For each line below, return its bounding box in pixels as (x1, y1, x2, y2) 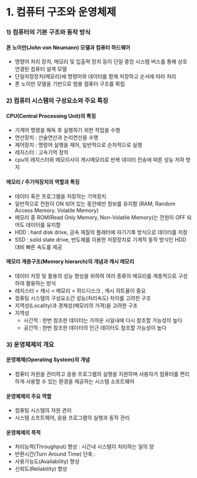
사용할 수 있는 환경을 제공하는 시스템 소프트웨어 (25, 377, 134, 385)
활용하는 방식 (25, 280, 56, 287)
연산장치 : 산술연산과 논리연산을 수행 (14, 134, 98, 141)
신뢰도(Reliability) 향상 (14, 466, 68, 473)
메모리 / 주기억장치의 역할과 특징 (6, 178, 80, 185)
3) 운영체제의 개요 (6, 340, 54, 348)
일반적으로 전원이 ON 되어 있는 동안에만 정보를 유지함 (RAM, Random (14, 200, 176, 207)
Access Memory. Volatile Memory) (14, 207, 99, 214)
